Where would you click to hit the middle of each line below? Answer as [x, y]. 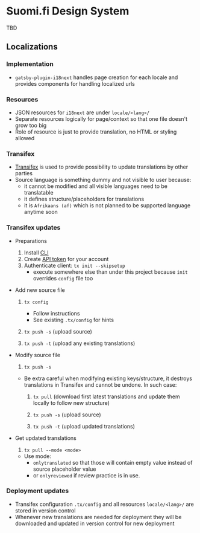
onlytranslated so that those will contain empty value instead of [113, 462]
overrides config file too [63, 278]
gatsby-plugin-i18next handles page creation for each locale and [96, 77]
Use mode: [37, 456]
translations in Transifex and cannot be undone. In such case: [100, 384]
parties [24, 173]
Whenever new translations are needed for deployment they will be [98, 517]
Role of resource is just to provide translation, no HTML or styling [96, 132]
